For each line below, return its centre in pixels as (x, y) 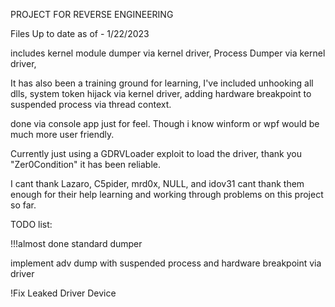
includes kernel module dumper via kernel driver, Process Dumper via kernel (168, 53)
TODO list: (31, 224)
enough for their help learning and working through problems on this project (167, 194)
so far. (23, 205)
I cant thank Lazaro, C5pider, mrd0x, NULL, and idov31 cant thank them (157, 183)
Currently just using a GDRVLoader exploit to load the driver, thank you (156, 153)
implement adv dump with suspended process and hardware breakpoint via (166, 263)
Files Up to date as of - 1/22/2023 (80, 33)
